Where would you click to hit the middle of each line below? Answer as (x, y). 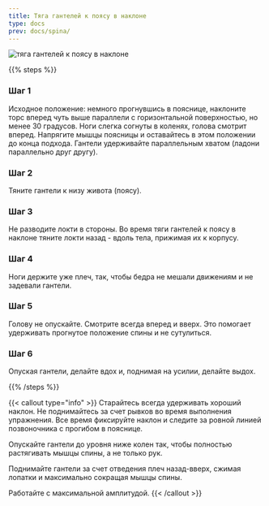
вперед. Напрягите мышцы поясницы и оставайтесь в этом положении (132, 134)
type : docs (27, 24)
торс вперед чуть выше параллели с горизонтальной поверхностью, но (133, 117)
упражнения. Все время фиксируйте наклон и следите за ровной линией (135, 420)
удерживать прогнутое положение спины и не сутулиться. (110, 332)
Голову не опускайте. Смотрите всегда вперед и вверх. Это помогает (130, 324)
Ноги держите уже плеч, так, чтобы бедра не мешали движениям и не (131, 276)
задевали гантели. (40, 285)
